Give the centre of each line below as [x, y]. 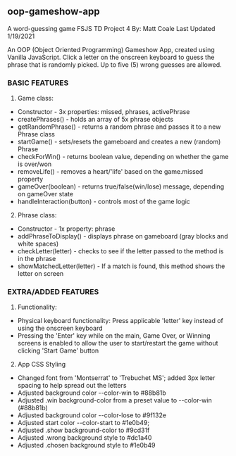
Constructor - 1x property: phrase [66, 229]
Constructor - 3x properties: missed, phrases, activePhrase [104, 112]
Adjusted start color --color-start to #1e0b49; [83, 423]
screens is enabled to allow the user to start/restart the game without [118, 343]
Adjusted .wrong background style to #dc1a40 [85, 438]
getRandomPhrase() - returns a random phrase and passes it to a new [119, 127]
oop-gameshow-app [54, 12]
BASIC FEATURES [38, 82]
